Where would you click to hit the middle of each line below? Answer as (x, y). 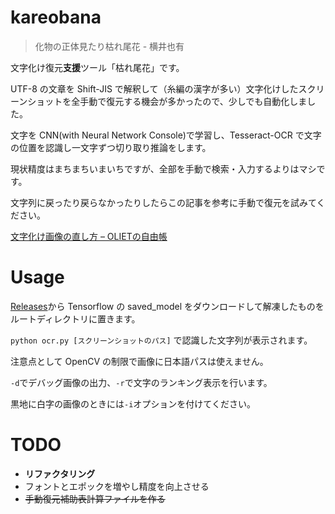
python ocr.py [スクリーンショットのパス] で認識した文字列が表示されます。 (161, 340)
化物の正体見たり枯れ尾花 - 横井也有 (109, 46)
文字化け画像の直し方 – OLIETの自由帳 (89, 236)
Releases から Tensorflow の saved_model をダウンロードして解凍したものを (167, 306)
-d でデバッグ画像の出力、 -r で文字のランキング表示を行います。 (141, 382)
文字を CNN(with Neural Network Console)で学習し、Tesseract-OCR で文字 (166, 135)
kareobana (56, 17)
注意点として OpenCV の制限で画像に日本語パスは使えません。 (139, 361)
